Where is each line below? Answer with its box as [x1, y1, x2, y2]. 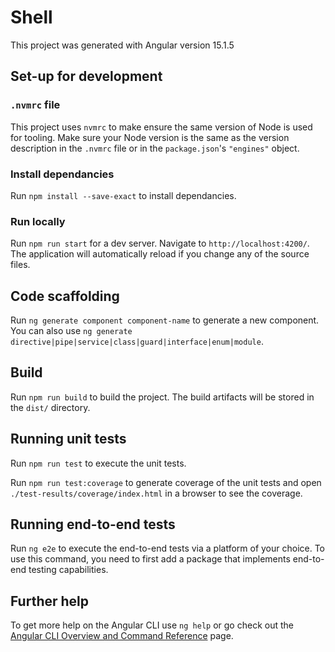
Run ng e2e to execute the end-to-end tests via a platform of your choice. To [10, 542, 326, 555]
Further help [10, 592, 90, 610]
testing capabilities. [28, 564, 109, 576]
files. [10, 259, 31, 271]
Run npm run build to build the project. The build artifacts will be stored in [10, 391, 315, 403]
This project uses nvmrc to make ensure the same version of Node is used [10, 121, 313, 133]
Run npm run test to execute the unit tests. [10, 457, 187, 469]
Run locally [10, 214, 66, 228]
